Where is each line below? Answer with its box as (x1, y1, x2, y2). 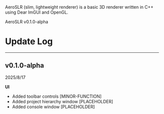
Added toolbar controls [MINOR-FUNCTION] (12, 93, 102, 99)
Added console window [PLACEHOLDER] (12, 104, 95, 110)
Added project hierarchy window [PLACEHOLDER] (12, 98, 113, 104)
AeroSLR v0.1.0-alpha (5, 19, 48, 24)
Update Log (5, 36, 53, 47)
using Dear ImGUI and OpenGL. (5, 9, 68, 15)
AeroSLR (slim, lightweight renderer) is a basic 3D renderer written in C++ (5, 4, 154, 10)
